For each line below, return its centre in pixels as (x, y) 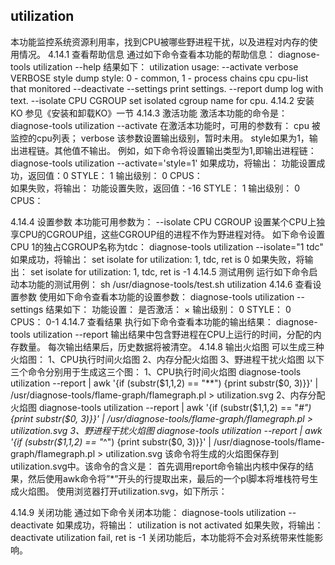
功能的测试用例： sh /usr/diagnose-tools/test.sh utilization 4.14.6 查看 (170, 284)
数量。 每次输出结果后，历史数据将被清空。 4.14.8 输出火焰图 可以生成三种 (171, 346)
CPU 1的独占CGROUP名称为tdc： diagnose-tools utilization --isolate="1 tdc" (167, 246)
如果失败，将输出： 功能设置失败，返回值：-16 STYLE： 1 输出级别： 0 (155, 188)
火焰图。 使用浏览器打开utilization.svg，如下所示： (123, 491)
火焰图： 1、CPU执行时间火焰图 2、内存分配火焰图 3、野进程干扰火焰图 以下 (167, 359)
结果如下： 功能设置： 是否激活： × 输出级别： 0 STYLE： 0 (168, 309)
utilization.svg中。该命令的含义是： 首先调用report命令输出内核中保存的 (158, 466)
